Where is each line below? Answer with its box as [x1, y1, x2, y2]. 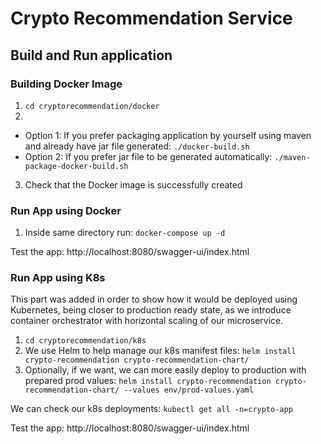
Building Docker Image [10, 77, 123, 91]
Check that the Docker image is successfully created [24, 178, 243, 191]
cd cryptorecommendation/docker [24, 101, 160, 111]
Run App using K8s [10, 271, 106, 285]
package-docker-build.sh [24, 161, 129, 171]
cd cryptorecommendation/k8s [24, 336, 147, 346]
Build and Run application [10, 47, 173, 64]
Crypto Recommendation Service [10, 7, 293, 30]
